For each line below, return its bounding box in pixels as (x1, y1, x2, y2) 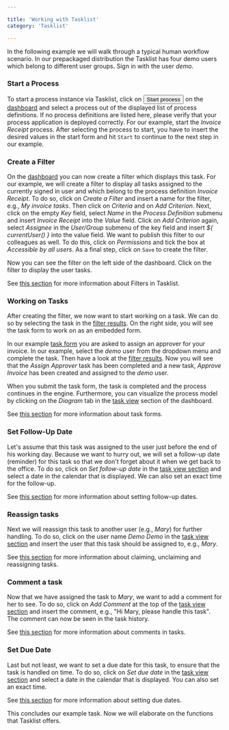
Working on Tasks (7, 296, 68, 306)
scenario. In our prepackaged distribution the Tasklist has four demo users (7, 54, 217, 62)
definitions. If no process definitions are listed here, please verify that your (7, 110, 217, 119)
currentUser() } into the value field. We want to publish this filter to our (7, 231, 205, 239)
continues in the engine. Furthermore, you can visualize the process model (7, 389, 218, 398)
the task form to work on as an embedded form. (7, 326, 142, 334)
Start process (146, 95, 181, 103)
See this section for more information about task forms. (7, 410, 163, 418)
